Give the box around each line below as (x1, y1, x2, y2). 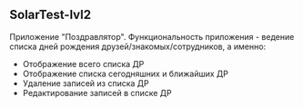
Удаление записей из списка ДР (22, 77, 149, 89)
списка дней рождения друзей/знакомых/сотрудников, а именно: (9, 41, 267, 52)
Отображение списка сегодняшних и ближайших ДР (22, 68, 229, 79)
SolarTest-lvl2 (9, 7, 92, 23)
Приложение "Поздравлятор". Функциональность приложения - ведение (9, 31, 295, 42)
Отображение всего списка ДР (22, 58, 145, 69)
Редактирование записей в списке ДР (22, 87, 173, 98)
